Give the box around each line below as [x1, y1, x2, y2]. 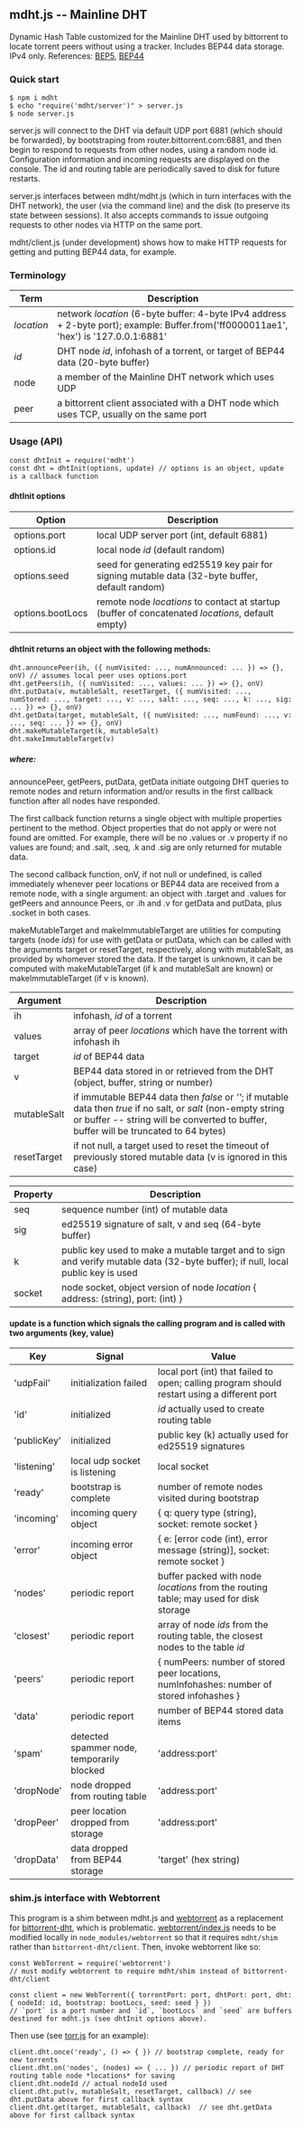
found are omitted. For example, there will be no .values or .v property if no [9, 832, 289, 843]
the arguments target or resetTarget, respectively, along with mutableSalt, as [9, 944, 294, 955]
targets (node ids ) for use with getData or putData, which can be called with [9, 934, 291, 945]
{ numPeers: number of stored [157, 1655, 286, 1668]
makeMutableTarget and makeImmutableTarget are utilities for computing [9, 925, 281, 936]
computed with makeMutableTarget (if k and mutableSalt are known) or [9, 963, 274, 974]
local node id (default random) [96, 543, 225, 556]
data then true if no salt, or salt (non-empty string [73, 1102, 285, 1115]
